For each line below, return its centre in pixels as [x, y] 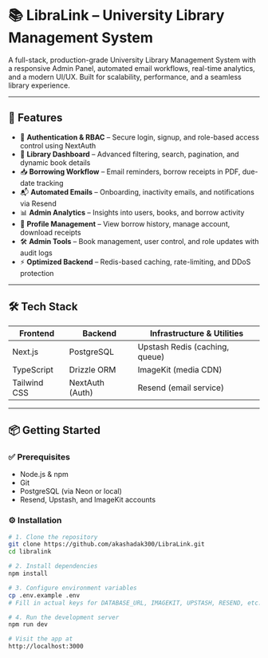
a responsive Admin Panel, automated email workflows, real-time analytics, [132, 68]
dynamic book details [55, 162]
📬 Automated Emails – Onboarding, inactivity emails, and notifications [137, 191]
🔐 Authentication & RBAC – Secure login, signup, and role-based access [139, 137]
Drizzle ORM [93, 369]
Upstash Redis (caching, [183, 346]
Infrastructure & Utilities [197, 333]
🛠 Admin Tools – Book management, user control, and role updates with [139, 241]
